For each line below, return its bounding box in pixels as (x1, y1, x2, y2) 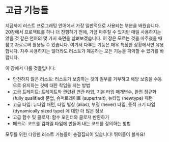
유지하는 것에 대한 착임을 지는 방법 (22, 82, 91, 88)
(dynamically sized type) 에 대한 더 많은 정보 (12, 107, 104, 113)
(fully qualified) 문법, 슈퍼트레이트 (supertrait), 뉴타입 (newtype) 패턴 (12, 95, 153, 101)
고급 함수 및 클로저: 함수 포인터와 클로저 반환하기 (12, 114, 109, 120)
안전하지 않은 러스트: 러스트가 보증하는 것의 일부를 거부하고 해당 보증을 (12, 76, 153, 82)
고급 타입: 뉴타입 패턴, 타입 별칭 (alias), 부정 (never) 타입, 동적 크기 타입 (12, 101, 155, 107)
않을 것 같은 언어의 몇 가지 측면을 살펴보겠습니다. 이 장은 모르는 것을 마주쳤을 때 (5, 35, 163, 41)
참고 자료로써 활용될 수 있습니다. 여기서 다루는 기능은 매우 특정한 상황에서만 (5, 41, 155, 47)
